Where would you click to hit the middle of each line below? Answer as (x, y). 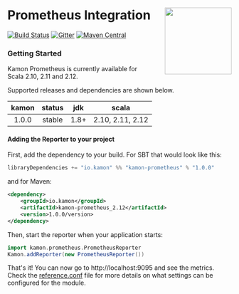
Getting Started (34, 53)
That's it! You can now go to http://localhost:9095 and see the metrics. (111, 268)
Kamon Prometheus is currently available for (72, 69)
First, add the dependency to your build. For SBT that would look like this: (115, 155)
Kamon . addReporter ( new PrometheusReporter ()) (76, 254)
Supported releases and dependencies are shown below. (91, 90)
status (53, 108)
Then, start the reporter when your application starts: (85, 234)
